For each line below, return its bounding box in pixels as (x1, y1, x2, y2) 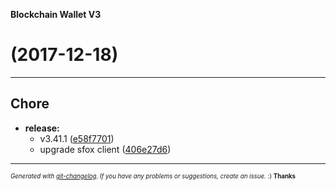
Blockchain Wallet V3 (10, 9, 102, 20)
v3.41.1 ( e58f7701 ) (39, 132, 115, 144)
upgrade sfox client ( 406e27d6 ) (39, 143, 172, 155)
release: (24, 122, 60, 134)
